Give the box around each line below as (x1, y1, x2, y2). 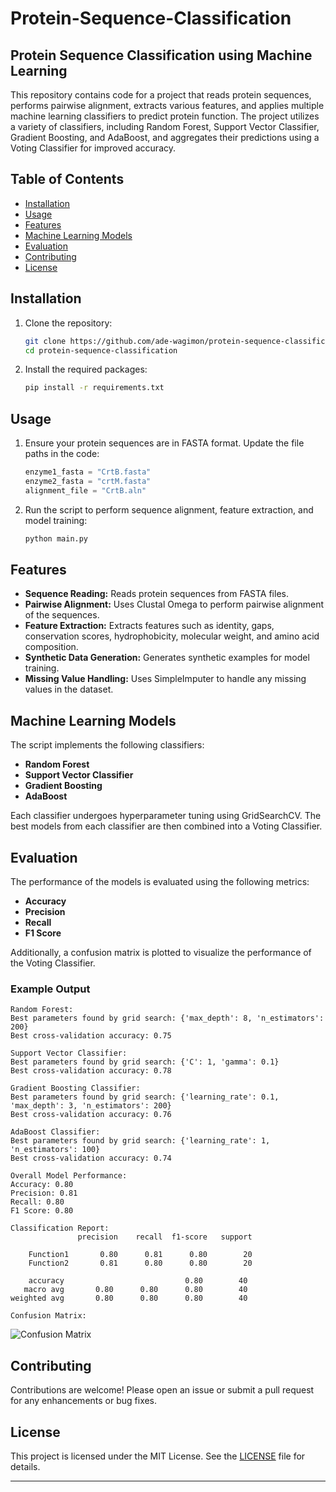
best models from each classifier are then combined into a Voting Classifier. (10, 820, 323, 832)
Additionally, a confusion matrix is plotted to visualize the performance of (10, 947, 312, 958)
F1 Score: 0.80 (10, 1206, 74, 1216)
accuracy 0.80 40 (28, 1276, 248, 1286)
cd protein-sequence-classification (24, 345, 178, 356)
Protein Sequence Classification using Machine (10, 47, 313, 64)
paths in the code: (24, 448, 100, 460)
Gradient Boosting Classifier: (10, 1083, 141, 1094)
